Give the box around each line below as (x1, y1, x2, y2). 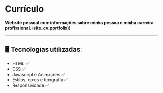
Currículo (5, 3, 44, 15)
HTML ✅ (12, 61, 30, 66)
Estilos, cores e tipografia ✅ (12, 77, 68, 83)
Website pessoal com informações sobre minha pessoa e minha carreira (5, 19, 154, 25)
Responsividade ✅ (12, 82, 49, 88)
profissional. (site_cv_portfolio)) (5, 25, 71, 31)
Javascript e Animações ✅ (12, 72, 65, 77)
